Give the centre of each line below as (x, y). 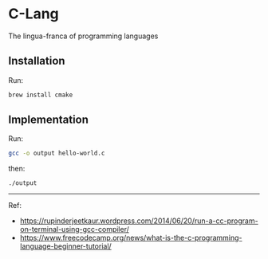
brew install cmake (41, 95)
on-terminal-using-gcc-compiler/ (75, 230)
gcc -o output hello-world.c (57, 153)
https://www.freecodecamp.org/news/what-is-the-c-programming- (131, 238)
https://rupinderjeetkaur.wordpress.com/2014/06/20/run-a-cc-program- (139, 221)
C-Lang (34, 14)
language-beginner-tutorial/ (65, 246)
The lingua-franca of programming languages (83, 36)
